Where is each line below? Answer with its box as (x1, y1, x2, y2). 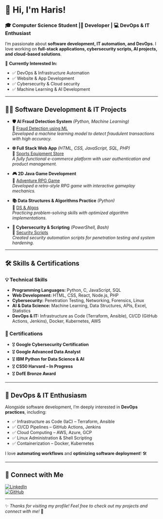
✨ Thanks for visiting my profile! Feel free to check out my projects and (5, 502, 148, 509)
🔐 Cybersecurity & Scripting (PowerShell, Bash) (12, 224, 109, 230)
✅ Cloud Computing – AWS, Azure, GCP (12, 430, 92, 435)
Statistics (12, 308, 31, 314)
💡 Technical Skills (5, 276, 48, 283)
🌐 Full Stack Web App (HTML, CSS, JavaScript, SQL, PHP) (12, 145, 130, 151)
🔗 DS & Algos (12, 205, 39, 211)
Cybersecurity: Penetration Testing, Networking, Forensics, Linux (12, 297, 145, 303)
